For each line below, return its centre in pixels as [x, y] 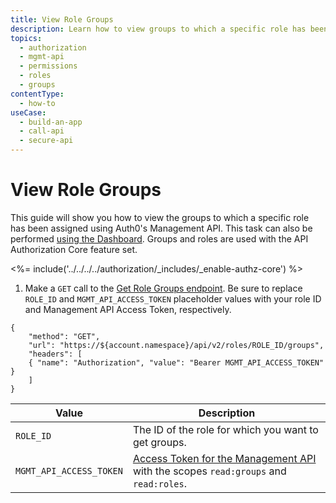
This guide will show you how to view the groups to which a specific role [160, 217]
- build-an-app [51, 122]
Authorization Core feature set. [74, 249]
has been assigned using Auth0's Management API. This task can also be [161, 228]
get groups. [159, 442]
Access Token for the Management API [224, 458]
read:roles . [160, 483]
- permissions [48, 66]
